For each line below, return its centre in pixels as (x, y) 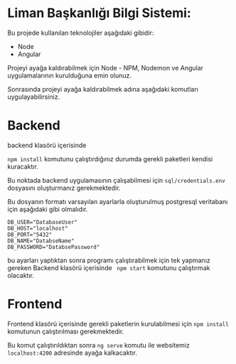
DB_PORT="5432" (30, 235)
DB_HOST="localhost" (38, 228)
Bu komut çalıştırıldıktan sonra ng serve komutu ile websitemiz (98, 345)
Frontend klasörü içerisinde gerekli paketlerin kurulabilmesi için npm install (118, 323)
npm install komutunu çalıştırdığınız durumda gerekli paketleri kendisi (110, 159)
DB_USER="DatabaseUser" (43, 222)
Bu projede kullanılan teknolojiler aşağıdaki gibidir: (81, 33)
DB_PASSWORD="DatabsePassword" (54, 247)
